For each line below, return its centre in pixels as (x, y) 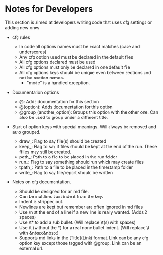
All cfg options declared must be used (57, 62)
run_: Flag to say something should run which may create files (81, 162)
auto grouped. (26, 132)
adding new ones (22, 27)
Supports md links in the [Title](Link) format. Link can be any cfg (84, 238)
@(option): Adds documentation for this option (66, 107)
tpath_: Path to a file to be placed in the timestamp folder (76, 167)
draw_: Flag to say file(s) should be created (63, 141)
